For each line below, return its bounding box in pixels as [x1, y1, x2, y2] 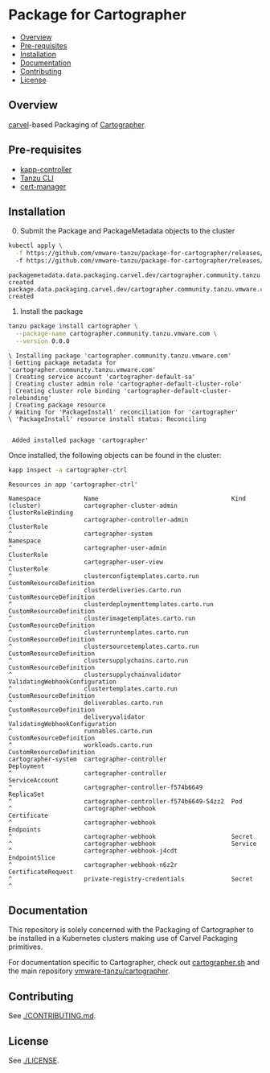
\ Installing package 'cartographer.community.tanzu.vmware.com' [8, 352, 231, 360]
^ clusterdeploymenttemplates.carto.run [8, 600, 215, 609]
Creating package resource [15, 401, 106, 409]
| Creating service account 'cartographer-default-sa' [8, 373, 196, 381]
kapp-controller [19, 164, 72, 174]
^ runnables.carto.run [8, 727, 153, 735]
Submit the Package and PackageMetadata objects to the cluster [19, 226, 235, 236]
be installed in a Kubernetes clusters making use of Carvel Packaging [8, 934, 239, 943]
